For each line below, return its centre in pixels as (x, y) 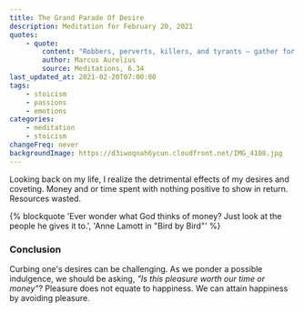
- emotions (46, 111)
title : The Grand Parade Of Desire (77, 18)
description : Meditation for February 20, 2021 (101, 26)
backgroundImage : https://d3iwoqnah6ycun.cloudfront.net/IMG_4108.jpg (146, 153)
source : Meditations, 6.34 (93, 69)
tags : (20, 86)
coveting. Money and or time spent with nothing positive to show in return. (149, 188)
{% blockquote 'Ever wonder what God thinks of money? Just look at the (146, 216)
